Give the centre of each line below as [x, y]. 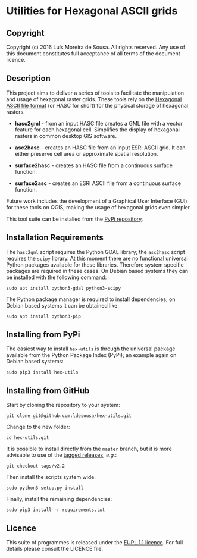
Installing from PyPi [43, 335]
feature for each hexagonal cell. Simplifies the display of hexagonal [97, 130]
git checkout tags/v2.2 [36, 466]
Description [28, 79]
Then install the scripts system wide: [51, 477]
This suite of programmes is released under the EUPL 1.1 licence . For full [95, 543]
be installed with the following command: [57, 277]
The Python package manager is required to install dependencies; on [91, 299]
